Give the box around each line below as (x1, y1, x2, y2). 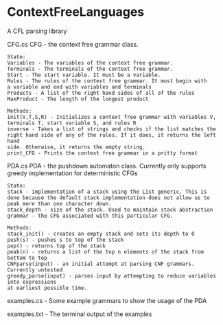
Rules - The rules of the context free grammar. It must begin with (7, 77, 207, 85)
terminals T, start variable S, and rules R (7, 120, 137, 126)
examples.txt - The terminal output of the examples (7, 310, 152, 318)
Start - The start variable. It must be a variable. (7, 71, 161, 78)
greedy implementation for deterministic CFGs (7, 169, 139, 177)
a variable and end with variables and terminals (7, 83, 152, 90)
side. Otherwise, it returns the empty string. (7, 144, 146, 150)
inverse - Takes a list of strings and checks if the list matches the (7, 125, 216, 133)
